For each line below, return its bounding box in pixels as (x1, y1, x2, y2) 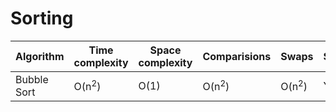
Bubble (15, 72, 49, 86)
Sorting (10, 7, 74, 30)
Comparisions (202, 49, 272, 63)
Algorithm (15, 49, 65, 63)
